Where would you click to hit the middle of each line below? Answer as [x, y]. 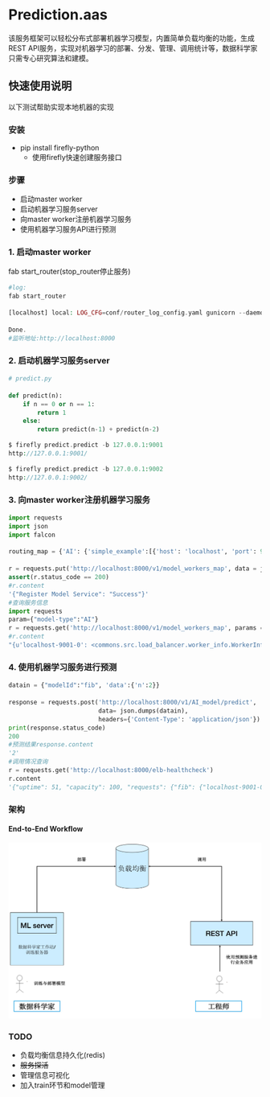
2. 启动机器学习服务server [59, 360]
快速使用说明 [40, 86]
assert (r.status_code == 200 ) [59, 577]
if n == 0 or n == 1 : [59, 404]
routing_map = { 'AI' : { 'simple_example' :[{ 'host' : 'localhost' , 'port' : [133, 552]
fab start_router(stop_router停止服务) [70, 271]
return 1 [52, 413]
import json [28, 526]
